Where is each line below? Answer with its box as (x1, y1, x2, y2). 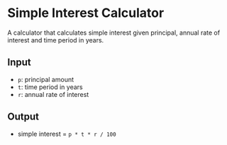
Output (7, 111, 39, 123)
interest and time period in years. (7, 35, 104, 44)
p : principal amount (17, 75, 74, 83)
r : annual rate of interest (17, 90, 89, 98)
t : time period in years (17, 83, 83, 91)
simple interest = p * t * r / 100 (17, 129, 116, 138)
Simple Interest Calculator (7, 5, 165, 21)
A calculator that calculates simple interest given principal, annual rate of (7, 28, 221, 37)
